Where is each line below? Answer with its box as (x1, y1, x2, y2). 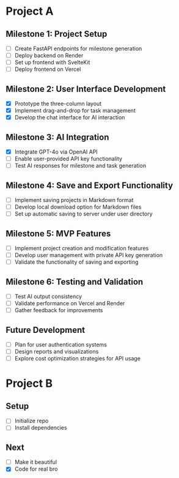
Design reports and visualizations (14, 348, 99, 356)
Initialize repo (14, 417, 49, 425)
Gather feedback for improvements (14, 307, 103, 314)
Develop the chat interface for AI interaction (14, 114, 125, 121)
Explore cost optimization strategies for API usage (14, 355, 141, 362)
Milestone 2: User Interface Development (5, 84, 166, 94)
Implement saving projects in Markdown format (14, 196, 134, 204)
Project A (5, 4, 54, 18)
